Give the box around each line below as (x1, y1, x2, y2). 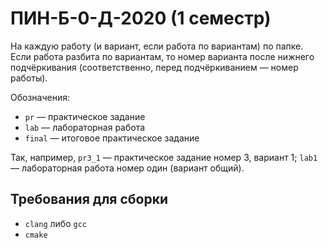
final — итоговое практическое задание (24, 132, 200, 144)
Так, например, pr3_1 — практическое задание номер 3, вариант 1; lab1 (10, 151, 318, 163)
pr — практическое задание (24, 110, 146, 122)
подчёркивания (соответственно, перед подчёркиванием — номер (10, 61, 299, 73)
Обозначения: (10, 91, 70, 103)
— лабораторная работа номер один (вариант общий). (10, 162, 245, 174)
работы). (10, 72, 48, 84)
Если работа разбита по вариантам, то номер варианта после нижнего (10, 50, 315, 62)
